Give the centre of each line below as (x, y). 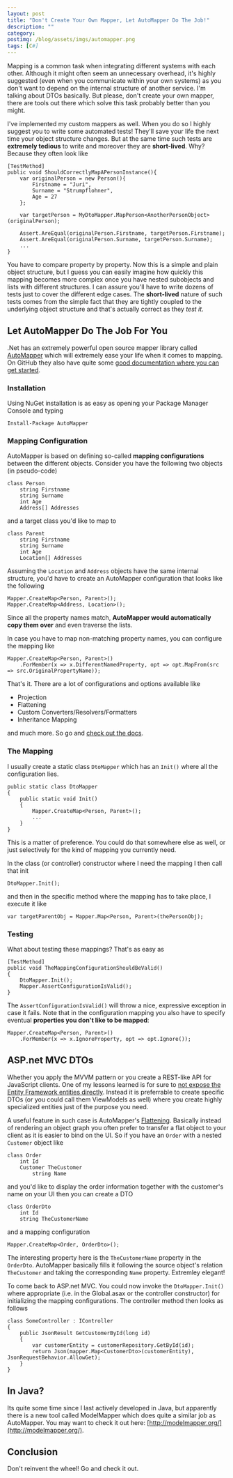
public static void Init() (59, 799)
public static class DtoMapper (53, 786)
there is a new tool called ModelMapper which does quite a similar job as (112, 1415)
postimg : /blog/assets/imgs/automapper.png (71, 40)
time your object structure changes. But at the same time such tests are (110, 139)
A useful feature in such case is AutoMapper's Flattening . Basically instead (114, 1120)
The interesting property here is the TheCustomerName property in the (104, 1257)
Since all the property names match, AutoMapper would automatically (109, 618)
